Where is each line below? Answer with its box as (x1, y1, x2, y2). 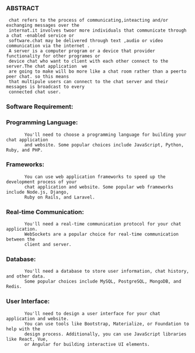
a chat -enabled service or (6, 33, 75, 39)
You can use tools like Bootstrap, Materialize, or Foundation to (24, 321, 190, 327)
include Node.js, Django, (6, 189, 69, 195)
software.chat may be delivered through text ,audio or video (8, 38, 163, 44)
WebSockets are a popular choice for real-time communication (24, 231, 179, 238)
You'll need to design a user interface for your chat (24, 310, 161, 317)
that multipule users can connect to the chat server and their (8, 79, 168, 85)
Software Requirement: (6, 102, 74, 111)
